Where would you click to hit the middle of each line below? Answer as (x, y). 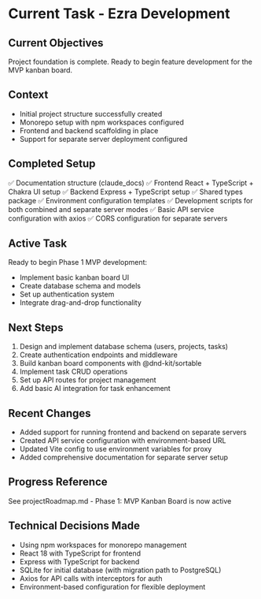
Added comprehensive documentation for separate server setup (124, 457)
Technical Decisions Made (74, 526)
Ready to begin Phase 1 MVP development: (78, 262)
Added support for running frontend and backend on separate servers (133, 432)
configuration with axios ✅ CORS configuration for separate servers (118, 218)
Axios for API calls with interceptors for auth (91, 578)
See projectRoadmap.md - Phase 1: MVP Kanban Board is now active (120, 500)
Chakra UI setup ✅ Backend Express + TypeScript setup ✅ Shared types (126, 192)
